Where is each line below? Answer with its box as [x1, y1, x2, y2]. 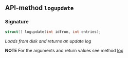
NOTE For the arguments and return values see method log [5, 47, 124, 53]
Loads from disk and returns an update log [5, 38, 91, 44]
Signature [5, 18, 29, 25]
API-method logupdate [5, 4, 74, 12]
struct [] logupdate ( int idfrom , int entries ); [5, 29, 101, 34]
